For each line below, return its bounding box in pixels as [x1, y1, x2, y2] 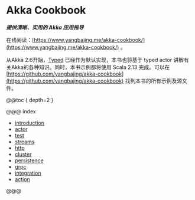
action [14, 175, 31, 183]
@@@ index [6, 107, 37, 115]
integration [14, 169, 41, 176]
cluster [14, 150, 32, 158]
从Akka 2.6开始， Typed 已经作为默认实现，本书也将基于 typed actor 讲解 [6, 56, 184, 63]
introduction [14, 119, 44, 126]
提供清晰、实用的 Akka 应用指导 [6, 24, 84, 31]
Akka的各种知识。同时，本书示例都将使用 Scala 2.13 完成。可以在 [11, 63, 170, 71]
